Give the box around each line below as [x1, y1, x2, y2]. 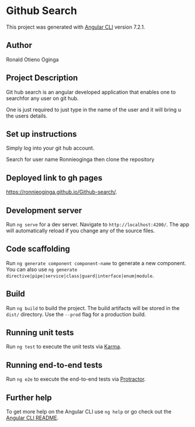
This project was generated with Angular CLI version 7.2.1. [6, 23, 145, 30]
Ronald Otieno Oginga [6, 56, 60, 63]
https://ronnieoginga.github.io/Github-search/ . [6, 188, 118, 195]
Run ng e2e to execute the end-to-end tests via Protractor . [6, 376, 146, 383]
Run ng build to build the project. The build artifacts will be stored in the [6, 304, 180, 311]
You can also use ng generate [6, 266, 78, 273]
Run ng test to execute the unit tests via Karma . [6, 343, 121, 350]
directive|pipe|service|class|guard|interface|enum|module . [6, 272, 154, 279]
